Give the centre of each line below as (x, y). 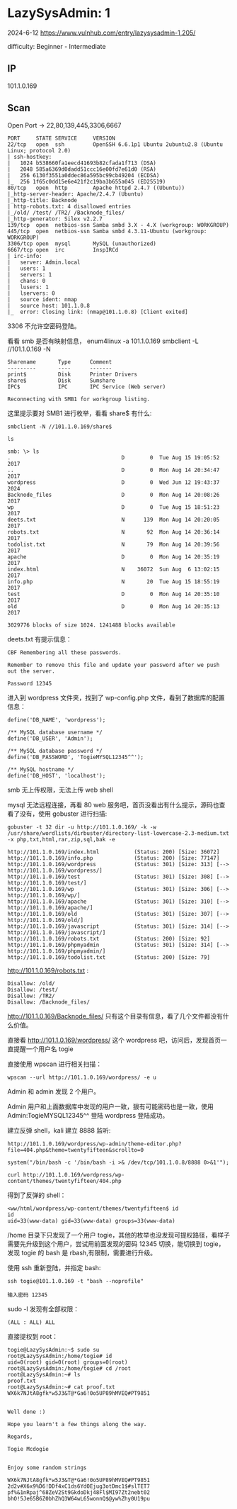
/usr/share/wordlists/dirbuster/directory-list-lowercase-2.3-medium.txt (118, 833)
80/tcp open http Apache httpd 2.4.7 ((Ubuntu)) (96, 188)
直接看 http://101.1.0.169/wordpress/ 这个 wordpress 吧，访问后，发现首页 (114, 1040)
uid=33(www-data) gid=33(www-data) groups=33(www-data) (91, 1221)
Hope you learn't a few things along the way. (77, 1424)
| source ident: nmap (42, 299)
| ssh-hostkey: (30, 157)
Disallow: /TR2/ (31, 996)
